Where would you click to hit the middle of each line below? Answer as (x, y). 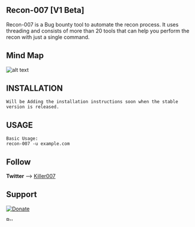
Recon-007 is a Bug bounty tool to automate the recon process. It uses (92, 24)
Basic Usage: (22, 139)
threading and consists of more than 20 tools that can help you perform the (98, 31)
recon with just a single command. (48, 37)
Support (22, 195)
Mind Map (25, 56)
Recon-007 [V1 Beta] (45, 10)
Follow (19, 162)
